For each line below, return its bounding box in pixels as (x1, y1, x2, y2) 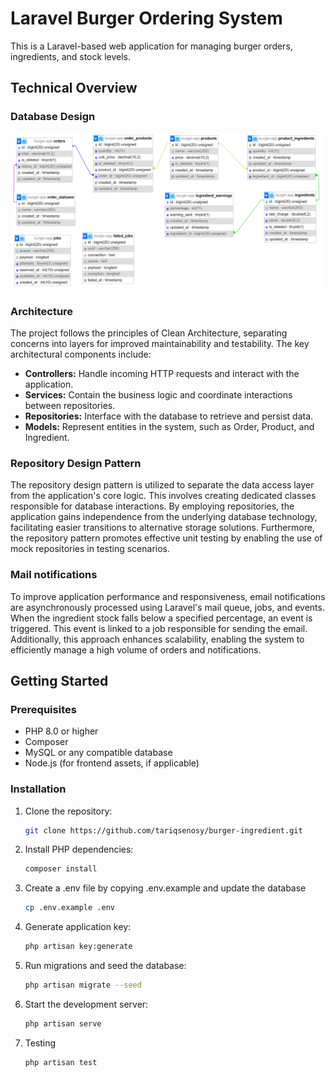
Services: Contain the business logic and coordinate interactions (24, 388, 293, 401)
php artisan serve (24, 1018, 102, 1029)
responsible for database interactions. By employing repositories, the (10, 500, 295, 512)
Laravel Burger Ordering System (10, 7, 283, 30)
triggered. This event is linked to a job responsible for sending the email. (10, 622, 308, 634)
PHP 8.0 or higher (24, 725, 99, 737)
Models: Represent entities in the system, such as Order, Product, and (24, 420, 315, 432)
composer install (24, 864, 98, 874)
